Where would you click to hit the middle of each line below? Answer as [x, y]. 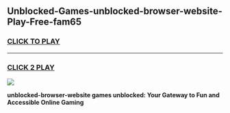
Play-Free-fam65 [44, 22]
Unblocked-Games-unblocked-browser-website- [115, 11]
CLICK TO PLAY [34, 42]
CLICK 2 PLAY [31, 67]
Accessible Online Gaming [46, 102]
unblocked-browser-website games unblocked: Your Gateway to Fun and [114, 95]
